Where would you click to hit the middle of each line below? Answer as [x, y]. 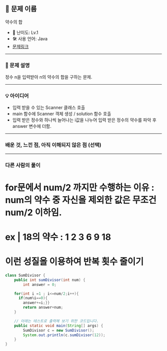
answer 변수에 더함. [32, 126]
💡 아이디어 [17, 96]
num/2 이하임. [34, 212]
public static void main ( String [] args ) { [59, 326]
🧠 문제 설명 [17, 65]
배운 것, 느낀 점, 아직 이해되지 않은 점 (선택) [53, 145]
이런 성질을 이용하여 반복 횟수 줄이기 [75, 262]
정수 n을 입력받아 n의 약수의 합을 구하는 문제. [49, 77]
